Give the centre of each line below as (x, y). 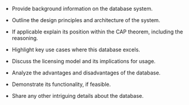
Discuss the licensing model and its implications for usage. (84, 61)
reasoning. (25, 38)
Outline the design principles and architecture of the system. (86, 20)
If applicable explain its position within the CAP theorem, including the (97, 32)
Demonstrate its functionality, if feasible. (61, 84)
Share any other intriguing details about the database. (78, 96)
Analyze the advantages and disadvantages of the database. (86, 73)
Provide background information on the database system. (82, 9)
